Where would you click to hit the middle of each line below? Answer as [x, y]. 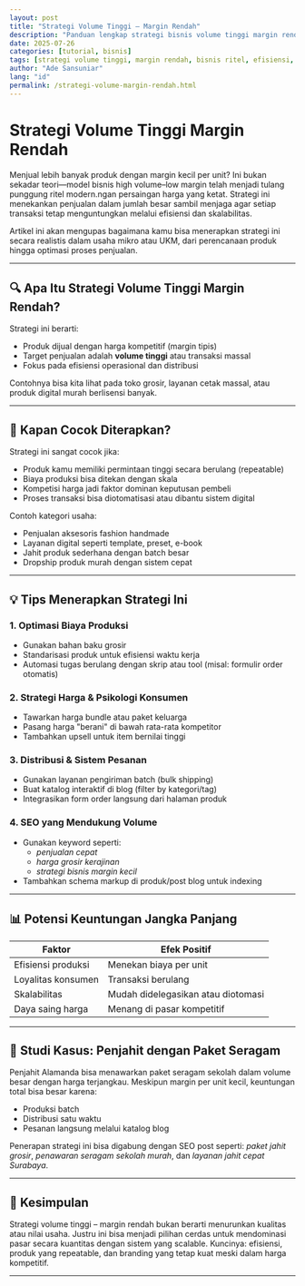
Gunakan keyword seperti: [72, 842]
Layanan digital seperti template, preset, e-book [112, 543]
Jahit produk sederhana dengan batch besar [106, 553]
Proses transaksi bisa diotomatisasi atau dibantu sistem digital [139, 498]
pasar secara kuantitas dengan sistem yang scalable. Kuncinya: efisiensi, [146, 1243]
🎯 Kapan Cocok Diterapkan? [90, 430]
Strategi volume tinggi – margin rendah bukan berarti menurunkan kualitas [148, 1224]
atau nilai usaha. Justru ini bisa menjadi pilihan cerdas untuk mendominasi [148, 1234]
